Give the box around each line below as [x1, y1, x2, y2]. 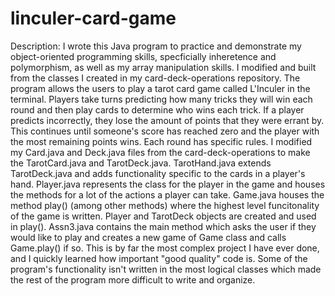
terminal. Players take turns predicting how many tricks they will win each [10, 93, 313, 105]
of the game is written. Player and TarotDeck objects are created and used [10, 210, 317, 222]
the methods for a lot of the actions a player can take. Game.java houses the [10, 188, 325, 201]
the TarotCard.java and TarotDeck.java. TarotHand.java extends [10, 157, 272, 169]
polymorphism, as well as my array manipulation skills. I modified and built [10, 61, 317, 73]
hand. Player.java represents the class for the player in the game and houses [10, 178, 326, 190]
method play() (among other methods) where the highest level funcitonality [10, 199, 320, 211]
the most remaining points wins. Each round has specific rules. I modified [10, 135, 313, 147]
